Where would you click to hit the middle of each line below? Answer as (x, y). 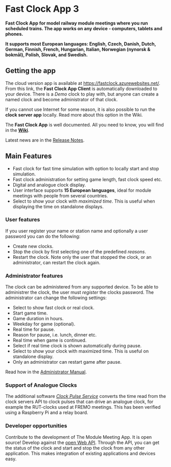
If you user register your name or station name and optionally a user (77, 231)
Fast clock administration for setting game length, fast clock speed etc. (87, 179)
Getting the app (31, 71)
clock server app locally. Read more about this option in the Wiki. (74, 115)
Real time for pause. (34, 329)
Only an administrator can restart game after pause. (67, 362)
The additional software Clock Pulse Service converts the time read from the (86, 396)
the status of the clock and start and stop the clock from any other (75, 448)
